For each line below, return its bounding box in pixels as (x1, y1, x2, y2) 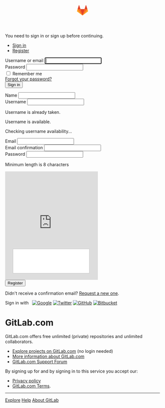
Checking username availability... (5, 129, 72, 134)
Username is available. (5, 119, 51, 125)
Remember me (12, 71, 42, 76)
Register (12, 48, 29, 53)
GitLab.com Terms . (12, 383, 51, 389)
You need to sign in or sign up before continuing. (5, 33, 104, 38)
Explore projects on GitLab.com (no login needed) (12, 348, 113, 354)
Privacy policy (12, 377, 41, 383)
